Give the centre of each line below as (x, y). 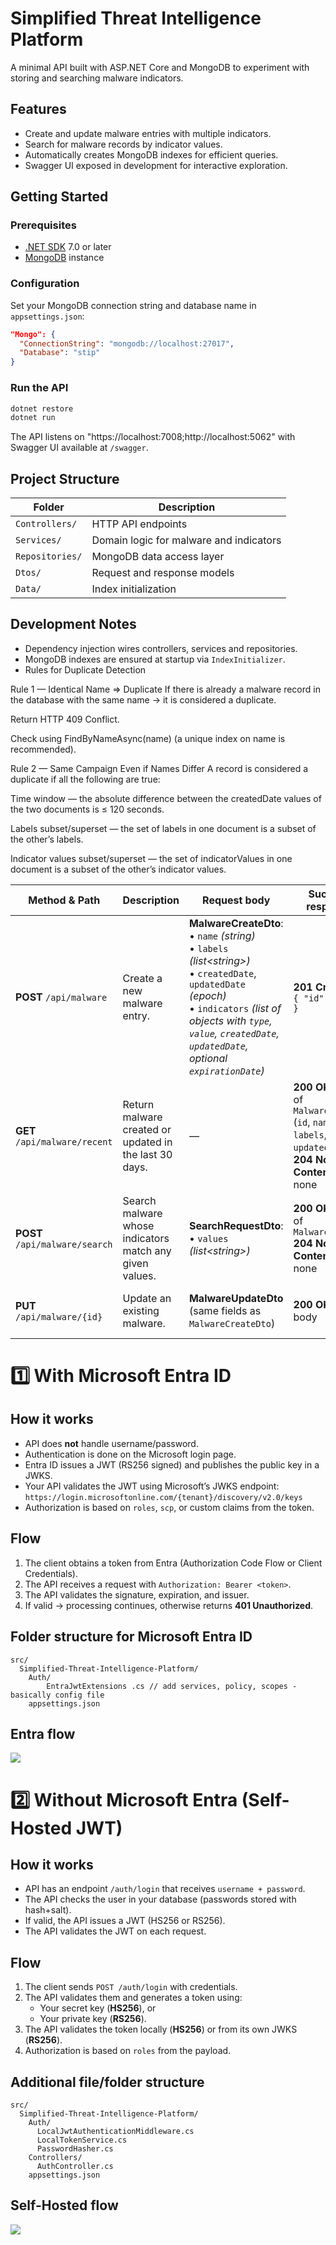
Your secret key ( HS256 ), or (98, 2008)
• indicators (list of (235, 1008)
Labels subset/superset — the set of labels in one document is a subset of (163, 828)
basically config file (57, 1695)
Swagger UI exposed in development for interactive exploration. (156, 165)
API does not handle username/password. (111, 1443)
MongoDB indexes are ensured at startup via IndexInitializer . (155, 659)
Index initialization (134, 589)
